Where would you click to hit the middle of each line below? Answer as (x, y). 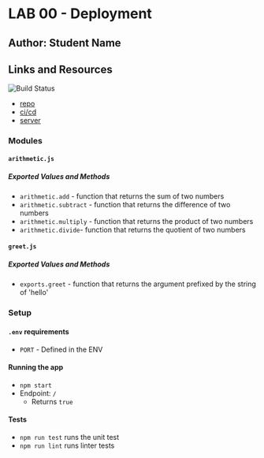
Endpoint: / (38, 393)
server (30, 121)
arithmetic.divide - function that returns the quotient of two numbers (132, 229)
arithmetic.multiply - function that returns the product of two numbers (136, 221)
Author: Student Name (65, 43)
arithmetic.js (32, 158)
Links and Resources (60, 69)
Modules (26, 141)
